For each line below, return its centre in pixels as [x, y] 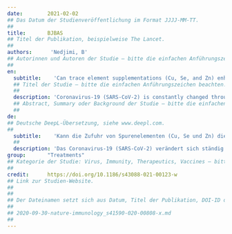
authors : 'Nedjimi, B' [48, 53]
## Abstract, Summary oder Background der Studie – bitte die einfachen [120, 104]
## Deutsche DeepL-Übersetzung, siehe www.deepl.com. [86, 123]
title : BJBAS [35, 33]
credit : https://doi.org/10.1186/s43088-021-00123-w [92, 174]
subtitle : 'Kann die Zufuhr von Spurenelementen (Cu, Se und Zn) [114, 136]
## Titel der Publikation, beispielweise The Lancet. [86, 39]
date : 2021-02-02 [43, 13]
